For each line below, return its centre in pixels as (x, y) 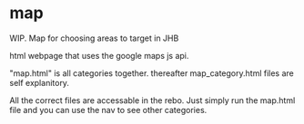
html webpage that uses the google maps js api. (99, 55)
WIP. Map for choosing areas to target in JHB (94, 38)
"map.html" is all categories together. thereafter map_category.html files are (152, 73)
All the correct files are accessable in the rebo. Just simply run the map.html (152, 100)
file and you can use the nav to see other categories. (108, 110)
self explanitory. (40, 82)
